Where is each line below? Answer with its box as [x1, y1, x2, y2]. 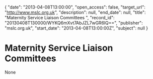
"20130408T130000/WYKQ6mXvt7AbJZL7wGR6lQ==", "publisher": [4, 20, 143, 26]
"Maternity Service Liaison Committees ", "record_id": [4, 15, 115, 20]
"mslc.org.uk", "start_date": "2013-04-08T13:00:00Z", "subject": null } [4, 25, 149, 31]
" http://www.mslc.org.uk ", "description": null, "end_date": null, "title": [4, 9, 146, 15]
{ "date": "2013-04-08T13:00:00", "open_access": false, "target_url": [4, 4, 146, 10]
